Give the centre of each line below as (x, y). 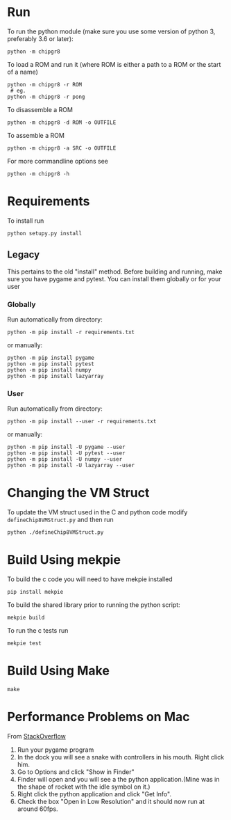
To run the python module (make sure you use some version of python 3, (111, 31)
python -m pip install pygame (51, 358)
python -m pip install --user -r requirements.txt (82, 422)
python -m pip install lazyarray (55, 376)
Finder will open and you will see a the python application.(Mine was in (118, 780)
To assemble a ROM (36, 135)
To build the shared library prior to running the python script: (94, 605)
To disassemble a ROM (40, 109)
